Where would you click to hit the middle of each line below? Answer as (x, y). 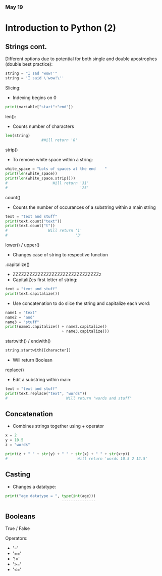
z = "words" (18, 445)
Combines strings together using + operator (58, 426)
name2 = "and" (20, 317)
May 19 (14, 7)
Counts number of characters (43, 126)
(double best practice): (29, 64)
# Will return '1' (44, 231)
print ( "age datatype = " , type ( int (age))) (50, 496)
